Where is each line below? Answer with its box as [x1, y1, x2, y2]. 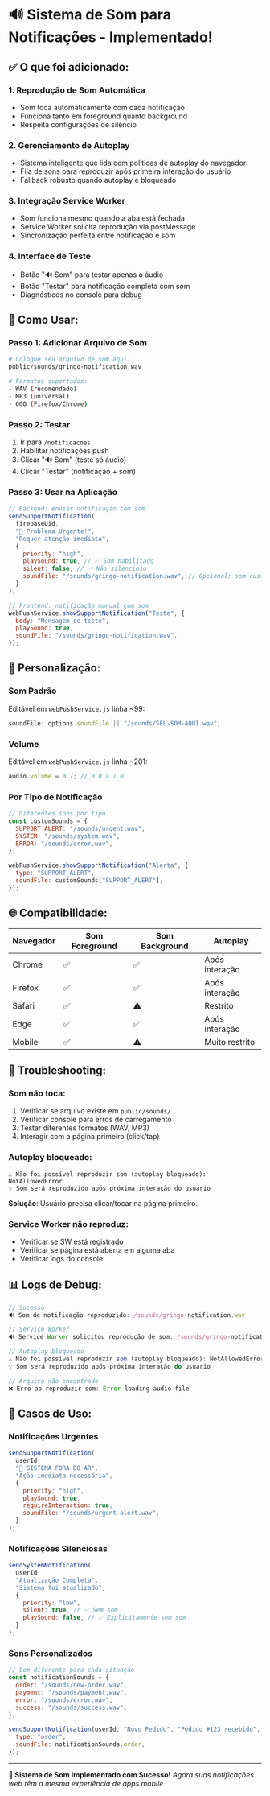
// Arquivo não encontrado [8, 1377, 99, 1385]
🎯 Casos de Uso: [8, 1407, 92, 1420]
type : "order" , [15, 1733, 67, 1741]
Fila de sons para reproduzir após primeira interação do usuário [19, 167, 231, 176]
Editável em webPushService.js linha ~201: [8, 757, 148, 766]
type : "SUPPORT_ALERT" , [15, 869, 95, 877]
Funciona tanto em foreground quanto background [19, 111, 188, 121]
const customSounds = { [8, 817, 88, 825]
